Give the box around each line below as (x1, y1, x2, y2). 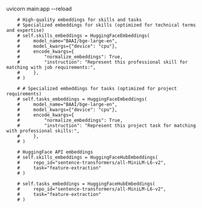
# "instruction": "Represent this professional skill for (17, 59, 188, 65)
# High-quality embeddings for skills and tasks (17, 17, 142, 23)
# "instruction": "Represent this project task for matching (17, 123, 197, 129)
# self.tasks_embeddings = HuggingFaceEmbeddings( (17, 96, 148, 102)
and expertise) (6, 27, 45, 33)
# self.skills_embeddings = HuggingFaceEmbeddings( (17, 33, 150, 39)
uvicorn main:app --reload (6, 5, 72, 12)
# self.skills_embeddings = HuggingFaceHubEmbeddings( (17, 154, 158, 160)
